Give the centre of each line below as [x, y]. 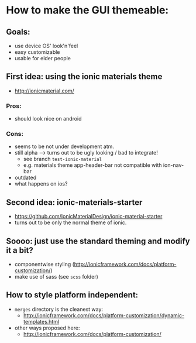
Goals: [18, 32]
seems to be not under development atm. [64, 146]
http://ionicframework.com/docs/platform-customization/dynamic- [104, 315]
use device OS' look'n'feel [46, 46]
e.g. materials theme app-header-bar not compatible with [92, 165]
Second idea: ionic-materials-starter [74, 202]
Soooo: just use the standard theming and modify [98, 241]
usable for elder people [43, 58]
